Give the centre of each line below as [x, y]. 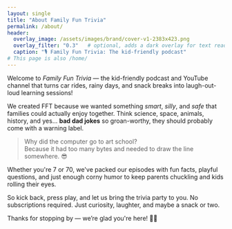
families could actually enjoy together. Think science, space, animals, [106, 113]
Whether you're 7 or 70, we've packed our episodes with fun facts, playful [113, 169]
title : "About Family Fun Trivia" [57, 20]
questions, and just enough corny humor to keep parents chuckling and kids [115, 177]
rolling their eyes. [32, 184]
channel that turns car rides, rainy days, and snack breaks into [96, 85]
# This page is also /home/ [48, 59]
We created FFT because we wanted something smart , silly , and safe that [112, 106]
